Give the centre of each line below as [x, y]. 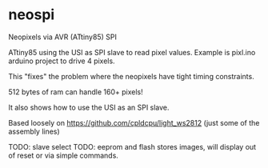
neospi [32, 15]
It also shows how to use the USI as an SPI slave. [89, 107]
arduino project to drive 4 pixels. [62, 61]
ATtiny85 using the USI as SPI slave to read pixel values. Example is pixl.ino [132, 52]
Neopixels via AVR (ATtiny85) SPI [63, 37]
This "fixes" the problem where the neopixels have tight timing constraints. [131, 76]
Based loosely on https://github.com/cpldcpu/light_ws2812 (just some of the [134, 122]
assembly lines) [34, 131]
